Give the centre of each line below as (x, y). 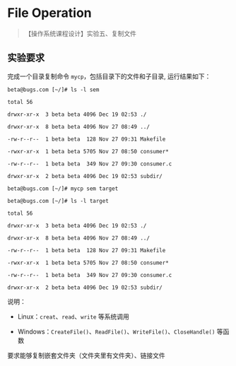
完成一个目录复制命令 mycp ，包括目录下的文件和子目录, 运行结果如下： (109, 76)
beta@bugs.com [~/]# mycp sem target (63, 189)
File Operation (49, 13)
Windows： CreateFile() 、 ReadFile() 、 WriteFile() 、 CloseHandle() (116, 331)
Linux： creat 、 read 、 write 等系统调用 (73, 317)
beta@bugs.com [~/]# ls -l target (58, 201)
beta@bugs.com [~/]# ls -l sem (53, 90)
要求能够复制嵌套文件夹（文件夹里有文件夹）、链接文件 (86, 355)
